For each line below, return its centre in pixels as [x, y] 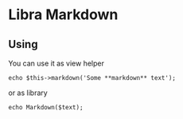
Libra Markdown [63, 15]
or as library [28, 93]
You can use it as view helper [56, 63]
